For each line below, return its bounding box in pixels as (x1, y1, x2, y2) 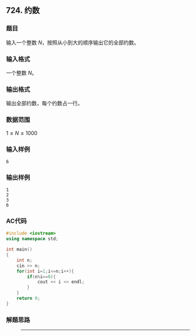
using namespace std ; (6, 236, 59, 242)
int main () (6, 247, 33, 252)
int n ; (16, 257, 33, 263)
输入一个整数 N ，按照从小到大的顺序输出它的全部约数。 (6, 39, 139, 46)
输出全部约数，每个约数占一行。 (6, 100, 83, 107)
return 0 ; (16, 296, 41, 302)
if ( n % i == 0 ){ (27, 273, 57, 279)
